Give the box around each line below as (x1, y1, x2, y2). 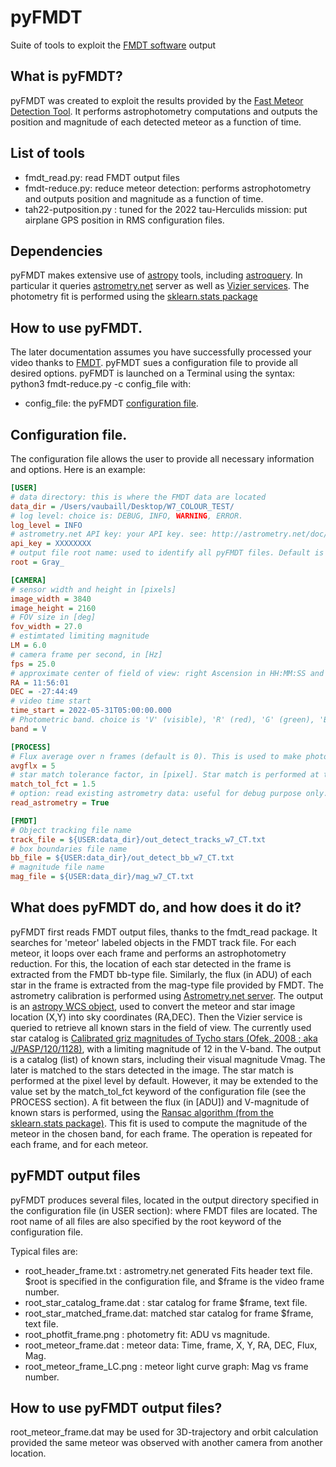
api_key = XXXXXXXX (10, 539, 92, 549)
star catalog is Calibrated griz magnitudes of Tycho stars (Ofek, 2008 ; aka (10, 1032, 318, 1044)
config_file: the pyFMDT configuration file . (24, 397, 199, 410)
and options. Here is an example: (10, 464, 146, 475)
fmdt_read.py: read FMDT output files (24, 171, 180, 183)
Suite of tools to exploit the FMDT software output (10, 39, 217, 51)
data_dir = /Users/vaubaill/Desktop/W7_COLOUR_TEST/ (10, 501, 235, 511)
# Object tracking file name (10, 825, 132, 835)
